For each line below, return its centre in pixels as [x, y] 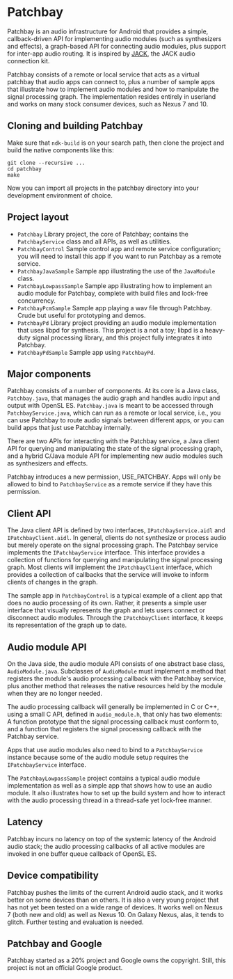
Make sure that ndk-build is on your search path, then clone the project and [116, 143]
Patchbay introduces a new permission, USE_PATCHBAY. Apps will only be [114, 477]
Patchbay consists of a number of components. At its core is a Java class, [113, 391]
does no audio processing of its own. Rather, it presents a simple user [107, 603]
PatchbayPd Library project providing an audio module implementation [117, 323]
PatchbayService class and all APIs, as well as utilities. [94, 241]
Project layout [38, 217]
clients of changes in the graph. [53, 582]
